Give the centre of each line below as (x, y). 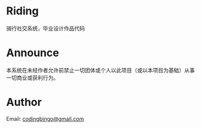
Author (24, 102)
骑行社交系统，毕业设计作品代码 (45, 28)
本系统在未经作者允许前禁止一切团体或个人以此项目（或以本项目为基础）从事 (100, 70)
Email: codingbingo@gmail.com (45, 118)
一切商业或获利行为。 (32, 77)
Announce (33, 53)
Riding (22, 11)
